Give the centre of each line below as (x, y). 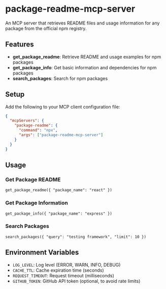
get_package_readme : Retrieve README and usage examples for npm (87, 57)
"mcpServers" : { (27, 121)
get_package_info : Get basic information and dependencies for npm (85, 67)
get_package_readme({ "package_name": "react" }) (59, 190)
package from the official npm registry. (46, 28)
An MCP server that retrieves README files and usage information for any (82, 23)
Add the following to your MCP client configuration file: (63, 107)
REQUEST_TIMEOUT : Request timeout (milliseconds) (63, 275)
